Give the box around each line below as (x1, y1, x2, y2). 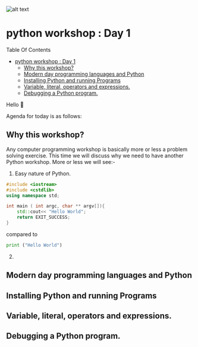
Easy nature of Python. (14, 170, 71, 177)
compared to (6, 230, 37, 238)
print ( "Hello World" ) (6, 242, 62, 248)
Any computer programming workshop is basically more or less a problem (6, 145, 188, 153)
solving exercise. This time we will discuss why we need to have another (6, 152, 184, 159)
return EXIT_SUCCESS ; (17, 215, 70, 221)
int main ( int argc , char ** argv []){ (6, 203, 105, 209)
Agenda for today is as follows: (6, 112, 82, 119)
